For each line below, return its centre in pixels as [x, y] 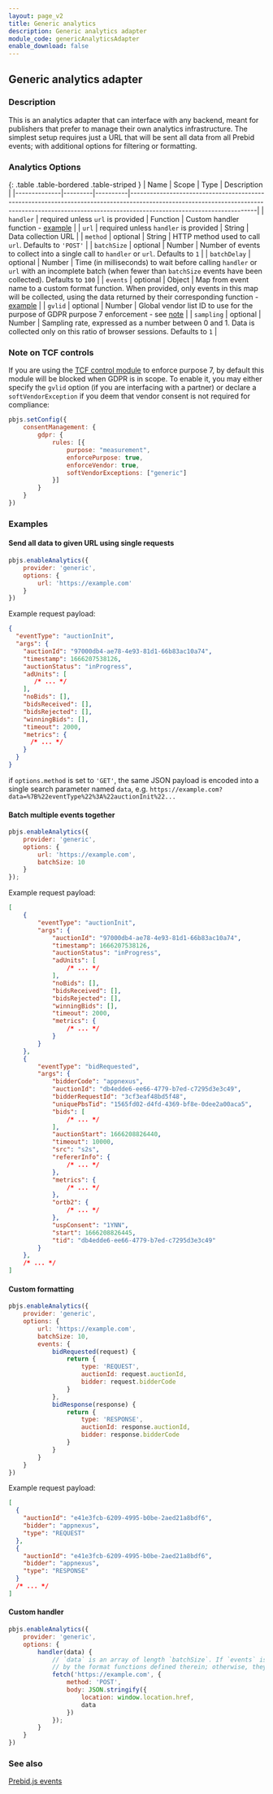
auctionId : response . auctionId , [136, 1427]
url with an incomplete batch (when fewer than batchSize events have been [135, 271]
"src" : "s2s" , [76, 1150]
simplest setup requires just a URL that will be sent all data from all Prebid [131, 137]
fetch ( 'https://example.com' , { [106, 1675]
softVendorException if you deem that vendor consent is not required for [129, 396]
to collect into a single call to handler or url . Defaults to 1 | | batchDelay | [130, 254]
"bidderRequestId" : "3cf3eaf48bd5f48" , [119, 1097]
